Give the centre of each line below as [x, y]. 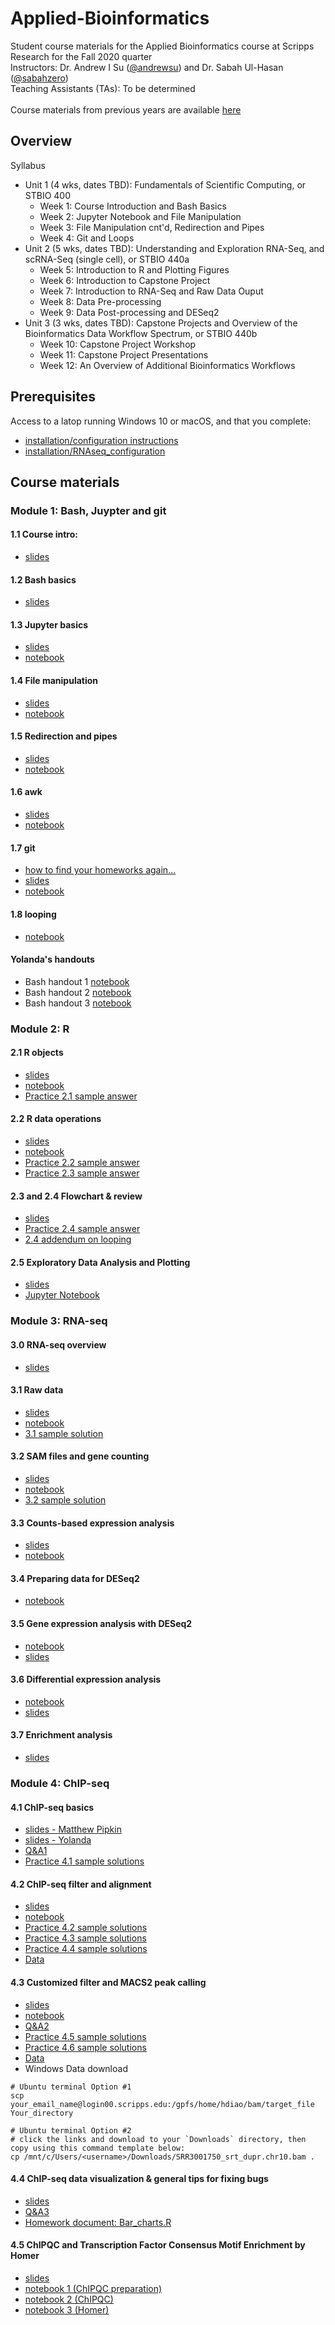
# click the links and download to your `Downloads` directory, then [158, 2139]
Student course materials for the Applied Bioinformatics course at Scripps [162, 46]
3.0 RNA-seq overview [58, 1344]
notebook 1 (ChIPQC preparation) [93, 2288]
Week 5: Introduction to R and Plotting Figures [134, 269]
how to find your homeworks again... [100, 870]
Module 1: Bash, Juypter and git [88, 510]
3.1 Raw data [37, 1390]
